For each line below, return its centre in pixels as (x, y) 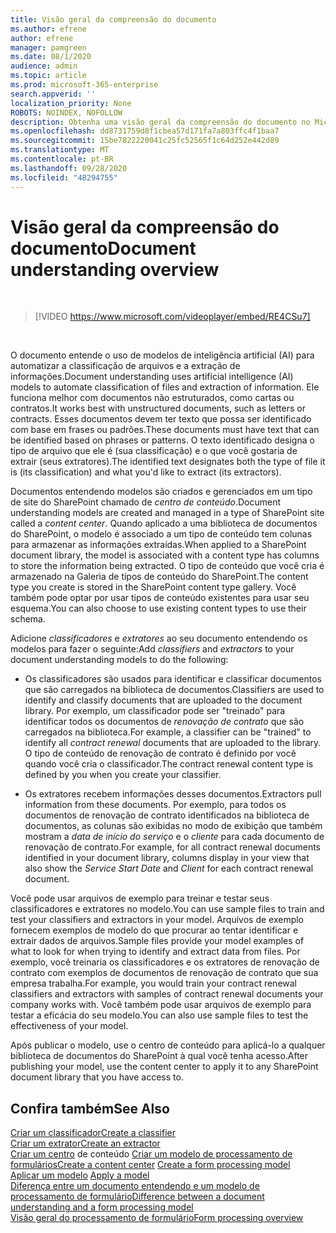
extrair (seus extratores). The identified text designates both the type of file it (168, 462)
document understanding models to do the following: (119, 660)
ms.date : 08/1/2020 (51, 57)
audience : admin (44, 66)
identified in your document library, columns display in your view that (167, 858)
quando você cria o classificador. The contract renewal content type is (169, 764)
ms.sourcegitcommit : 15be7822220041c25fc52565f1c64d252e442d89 (145, 141)
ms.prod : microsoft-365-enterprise (84, 85)
